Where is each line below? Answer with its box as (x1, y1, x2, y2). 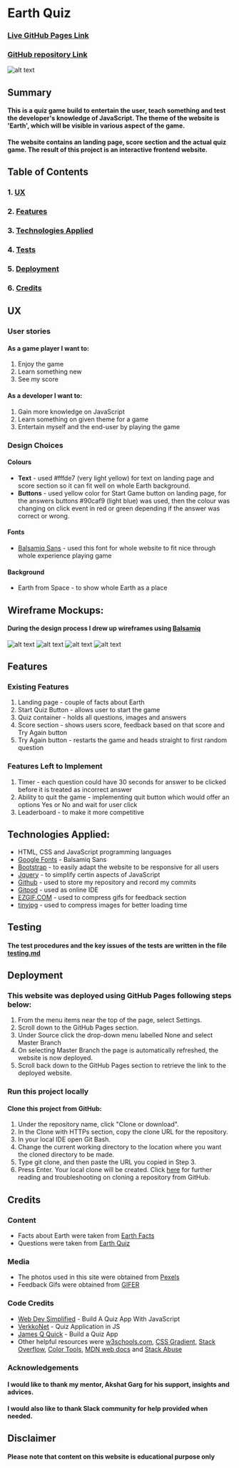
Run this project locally (7, 1087, 89, 1097)
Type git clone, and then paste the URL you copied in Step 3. (17, 1158, 197, 1166)
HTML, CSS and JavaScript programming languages (17, 847, 172, 856)
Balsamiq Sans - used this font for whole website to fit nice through (17, 543, 216, 552)
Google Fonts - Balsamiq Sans (17, 855, 107, 863)
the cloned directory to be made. (17, 1150, 115, 1159)
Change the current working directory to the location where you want (17, 1143, 222, 1151)
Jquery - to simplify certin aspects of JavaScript (17, 870, 161, 878)
